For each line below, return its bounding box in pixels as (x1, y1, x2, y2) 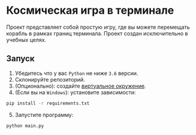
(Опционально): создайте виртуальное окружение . (14, 82, 146, 89)
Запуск (6, 53, 35, 64)
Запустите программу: (14, 111, 74, 118)
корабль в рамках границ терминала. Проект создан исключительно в (6, 29, 188, 37)
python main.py (6, 122, 44, 129)
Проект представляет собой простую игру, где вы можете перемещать (6, 23, 190, 31)
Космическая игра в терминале (6, 4, 174, 17)
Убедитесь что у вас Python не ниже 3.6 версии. (14, 70, 138, 77)
